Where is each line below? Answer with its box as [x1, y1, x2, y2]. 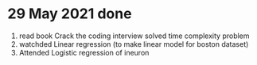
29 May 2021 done [7, 5, 132, 23]
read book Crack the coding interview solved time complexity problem [18, 31, 250, 40]
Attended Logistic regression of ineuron [18, 48, 150, 57]
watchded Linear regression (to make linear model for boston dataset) [18, 39, 249, 48]
